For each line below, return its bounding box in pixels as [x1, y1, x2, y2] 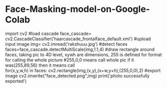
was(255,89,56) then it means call [5, 62, 75, 68]
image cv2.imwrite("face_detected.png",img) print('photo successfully [5, 73, 150, 79]
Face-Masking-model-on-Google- [5, 3, 151, 15]
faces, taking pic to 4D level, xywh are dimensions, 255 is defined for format [5, 51, 162, 58]
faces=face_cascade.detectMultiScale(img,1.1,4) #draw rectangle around [5, 46, 155, 52]
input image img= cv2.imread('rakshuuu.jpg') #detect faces [5, 41, 128, 47]
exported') [5, 78, 27, 84]
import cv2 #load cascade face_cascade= [5, 30, 92, 36]
